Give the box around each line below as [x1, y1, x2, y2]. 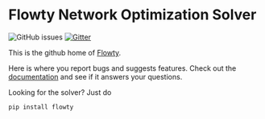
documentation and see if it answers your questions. [8, 72, 183, 81]
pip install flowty [8, 103, 74, 111]
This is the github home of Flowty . [8, 47, 122, 57]
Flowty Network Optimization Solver [8, 6, 257, 24]
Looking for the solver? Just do [8, 87, 112, 97]
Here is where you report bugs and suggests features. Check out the [8, 63, 237, 73]
